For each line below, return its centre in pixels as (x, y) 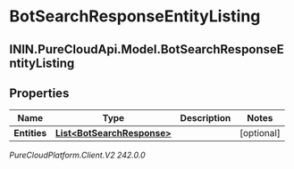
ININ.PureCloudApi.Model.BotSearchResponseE (147, 49)
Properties (39, 93)
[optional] (260, 133)
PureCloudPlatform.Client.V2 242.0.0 (77, 155)
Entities (30, 133)
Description (206, 118)
